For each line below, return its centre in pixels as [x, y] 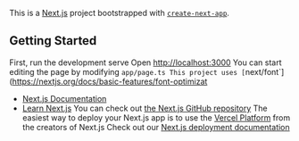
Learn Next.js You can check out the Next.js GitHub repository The [145, 108]
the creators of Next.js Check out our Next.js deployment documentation [156, 127]
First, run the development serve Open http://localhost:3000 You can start [146, 62]
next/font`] [265, 71]
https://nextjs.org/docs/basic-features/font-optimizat [110, 81]
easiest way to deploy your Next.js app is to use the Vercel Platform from [156, 117]
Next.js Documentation [64, 98]
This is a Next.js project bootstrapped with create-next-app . [120, 13]
